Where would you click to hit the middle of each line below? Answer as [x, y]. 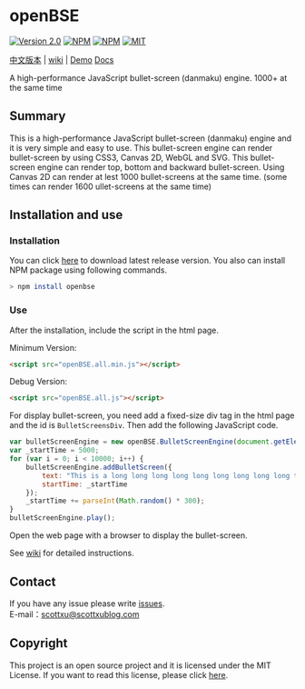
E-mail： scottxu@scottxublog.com [74, 614]
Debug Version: [39, 382]
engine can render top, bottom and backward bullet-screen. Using [161, 167]
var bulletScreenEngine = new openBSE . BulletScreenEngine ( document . [142, 442]
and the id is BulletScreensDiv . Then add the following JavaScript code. [144, 425]
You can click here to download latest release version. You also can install [148, 261]
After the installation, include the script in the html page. [114, 330]
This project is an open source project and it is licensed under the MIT [140, 665]
